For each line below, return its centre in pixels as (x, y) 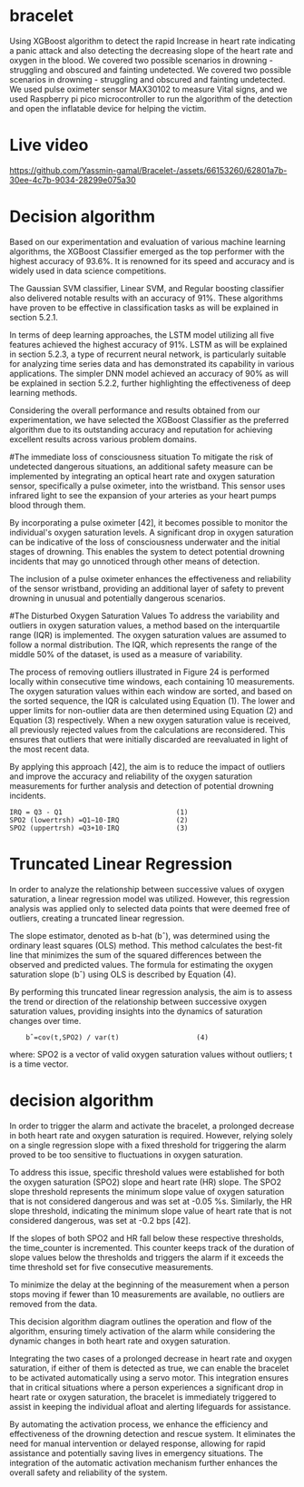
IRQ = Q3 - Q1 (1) (99, 812)
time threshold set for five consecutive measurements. (112, 1266)
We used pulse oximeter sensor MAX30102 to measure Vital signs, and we (148, 89)
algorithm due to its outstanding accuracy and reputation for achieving (141, 429)
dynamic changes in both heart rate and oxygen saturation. (120, 1341)
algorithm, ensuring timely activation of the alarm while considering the (142, 1331)
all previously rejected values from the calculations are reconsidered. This (147, 729)
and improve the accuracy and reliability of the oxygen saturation (131, 776)
